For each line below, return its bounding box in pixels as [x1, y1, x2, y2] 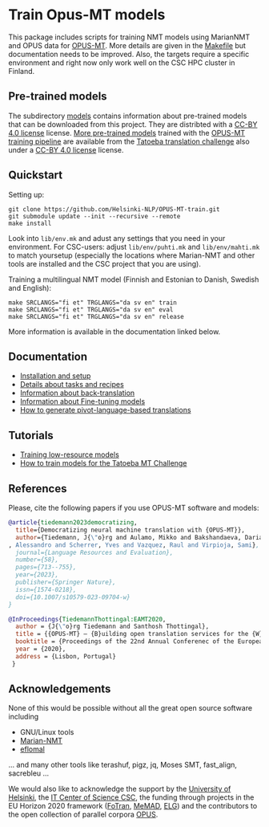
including [8, 712, 39, 722]
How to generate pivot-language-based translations [19, 405, 191, 415]
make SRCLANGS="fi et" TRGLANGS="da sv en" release [8, 312, 184, 320]
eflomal [19, 744, 46, 754]
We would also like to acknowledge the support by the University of [8, 784, 231, 794]
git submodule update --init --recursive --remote [8, 212, 181, 220]
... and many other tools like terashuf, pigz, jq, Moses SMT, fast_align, [8, 760, 238, 770]
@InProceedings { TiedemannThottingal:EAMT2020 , [8, 615, 167, 623]
